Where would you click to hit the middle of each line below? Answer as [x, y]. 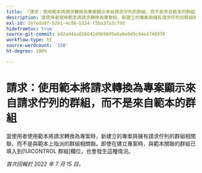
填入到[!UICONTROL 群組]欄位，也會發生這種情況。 [70, 151]
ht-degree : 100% [26, 51]
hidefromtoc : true [29, 29]
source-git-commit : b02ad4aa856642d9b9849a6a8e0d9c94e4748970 [86, 34]
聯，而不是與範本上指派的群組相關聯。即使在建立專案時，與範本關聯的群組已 [101, 143]
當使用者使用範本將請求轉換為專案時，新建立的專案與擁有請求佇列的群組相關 [101, 136]
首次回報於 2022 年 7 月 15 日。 [45, 164]
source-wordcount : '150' [37, 46]
